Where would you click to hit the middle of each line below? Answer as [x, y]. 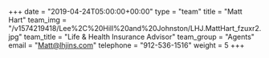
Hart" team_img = [37, 20]
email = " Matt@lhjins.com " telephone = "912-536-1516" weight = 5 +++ [126, 45]
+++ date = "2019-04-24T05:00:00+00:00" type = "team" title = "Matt [125, 12]
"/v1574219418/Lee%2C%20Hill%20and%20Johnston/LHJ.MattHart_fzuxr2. [135, 28]
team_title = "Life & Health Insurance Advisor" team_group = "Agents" [139, 37]
